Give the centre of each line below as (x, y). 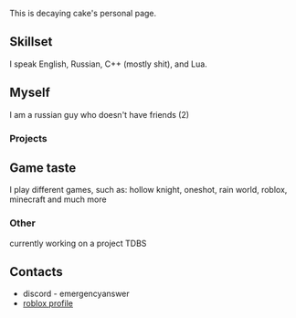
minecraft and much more (58, 199)
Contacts (37, 272)
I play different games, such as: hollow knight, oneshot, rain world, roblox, (148, 190)
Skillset (31, 42)
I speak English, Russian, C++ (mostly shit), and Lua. (108, 64)
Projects (28, 138)
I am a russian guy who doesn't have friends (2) (100, 114)
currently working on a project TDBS (78, 243)
